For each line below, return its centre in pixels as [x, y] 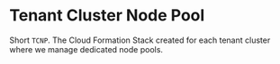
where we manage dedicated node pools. [86, 49]
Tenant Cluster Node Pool [107, 16]
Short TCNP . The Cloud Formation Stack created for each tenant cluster [140, 40]
